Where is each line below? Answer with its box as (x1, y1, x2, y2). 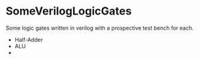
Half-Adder (14, 36, 44, 43)
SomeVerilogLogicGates (6, 4, 132, 18)
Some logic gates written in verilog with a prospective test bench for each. (6, 24, 194, 32)
